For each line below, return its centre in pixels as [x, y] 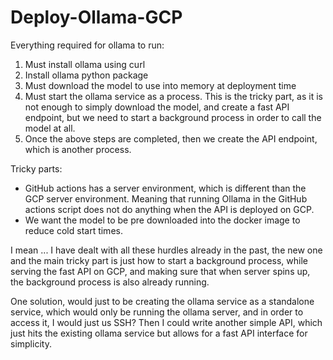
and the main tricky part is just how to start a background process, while [159, 260]
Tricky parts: [36, 168]
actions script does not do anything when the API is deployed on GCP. [169, 209]
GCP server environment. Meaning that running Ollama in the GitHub [166, 198]
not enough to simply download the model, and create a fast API [157, 107]
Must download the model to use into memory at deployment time [160, 85]
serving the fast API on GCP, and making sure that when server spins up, [160, 271]
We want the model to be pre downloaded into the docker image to [162, 220]
